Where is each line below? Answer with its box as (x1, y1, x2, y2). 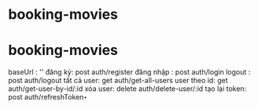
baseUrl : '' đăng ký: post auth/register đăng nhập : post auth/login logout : (8, 67, 251, 77)
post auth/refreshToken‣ (8, 93, 88, 102)
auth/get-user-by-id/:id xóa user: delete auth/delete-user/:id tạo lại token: (8, 84, 247, 93)
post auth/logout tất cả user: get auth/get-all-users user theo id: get (8, 76, 228, 85)
